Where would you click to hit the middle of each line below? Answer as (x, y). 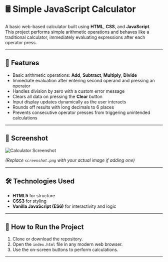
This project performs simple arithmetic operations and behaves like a (77, 32)
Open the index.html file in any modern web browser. (67, 244)
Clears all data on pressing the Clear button (57, 96)
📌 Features (22, 63)
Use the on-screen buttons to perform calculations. (65, 250)
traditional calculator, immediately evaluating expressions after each (75, 37)
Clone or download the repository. (48, 239)
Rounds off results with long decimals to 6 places (63, 107)
